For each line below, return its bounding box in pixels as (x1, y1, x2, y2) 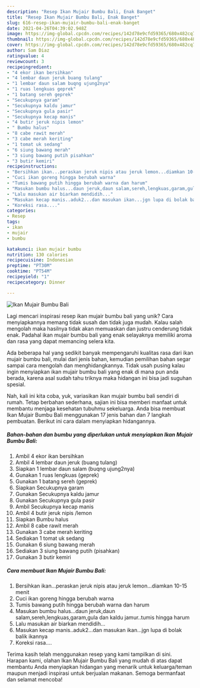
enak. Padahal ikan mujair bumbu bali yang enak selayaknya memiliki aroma (7, 331, 192, 338)
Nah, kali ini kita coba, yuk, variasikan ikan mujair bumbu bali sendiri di (7, 392, 180, 399)
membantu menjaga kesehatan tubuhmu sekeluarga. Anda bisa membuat (7, 405, 186, 412)
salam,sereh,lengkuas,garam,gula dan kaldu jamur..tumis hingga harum (15, 614, 190, 621)
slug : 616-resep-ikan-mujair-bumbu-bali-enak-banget (7, 20, 140, 26)
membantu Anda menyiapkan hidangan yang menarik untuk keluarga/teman (7, 663, 192, 670)
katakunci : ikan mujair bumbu (7, 246, 82, 252)
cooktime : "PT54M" (7, 268, 52, 274)
